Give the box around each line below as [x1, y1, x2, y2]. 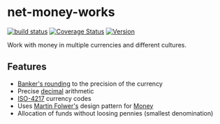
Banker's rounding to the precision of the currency [17, 79, 163, 88]
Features [7, 61, 47, 73]
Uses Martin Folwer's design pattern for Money [17, 102, 154, 110]
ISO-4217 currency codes [17, 94, 92, 102]
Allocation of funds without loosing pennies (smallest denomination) [17, 109, 214, 117]
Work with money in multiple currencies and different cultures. [7, 40, 187, 49]
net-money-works [7, 4, 115, 20]
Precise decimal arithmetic [17, 86, 94, 95]
